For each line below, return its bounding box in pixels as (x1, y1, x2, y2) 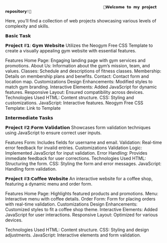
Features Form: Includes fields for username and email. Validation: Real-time (5, 140, 162, 145)
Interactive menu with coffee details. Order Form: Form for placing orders (5, 196, 156, 202)
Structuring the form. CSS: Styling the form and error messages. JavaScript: (5, 161, 162, 167)
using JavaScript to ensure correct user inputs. (5, 130, 102, 136)
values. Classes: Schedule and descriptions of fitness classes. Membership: (5, 68, 162, 74)
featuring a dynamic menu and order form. (5, 181, 93, 187)
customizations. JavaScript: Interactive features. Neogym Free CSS (5, 100, 144, 106)
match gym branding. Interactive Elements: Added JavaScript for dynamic (5, 84, 157, 90)
